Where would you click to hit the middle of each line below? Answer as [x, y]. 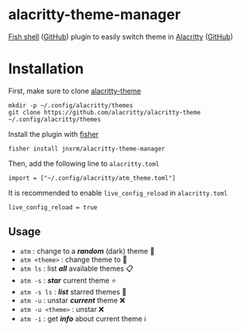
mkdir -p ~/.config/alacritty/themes [71, 105]
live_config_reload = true [53, 207]
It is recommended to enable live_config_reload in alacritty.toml [118, 193]
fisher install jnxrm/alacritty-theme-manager [87, 149]
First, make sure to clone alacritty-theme [75, 91]
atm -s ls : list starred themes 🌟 [73, 291]
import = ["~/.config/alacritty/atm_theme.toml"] [92, 178]
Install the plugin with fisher [54, 134]
